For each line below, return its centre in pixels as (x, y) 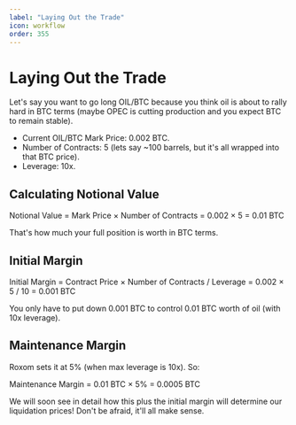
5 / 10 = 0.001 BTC (43, 291)
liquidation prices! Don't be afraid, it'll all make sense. (107, 410)
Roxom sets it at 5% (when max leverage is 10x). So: (105, 367)
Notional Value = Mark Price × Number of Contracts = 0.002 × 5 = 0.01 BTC (147, 216)
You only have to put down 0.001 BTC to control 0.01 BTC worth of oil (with (145, 308)
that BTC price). (51, 157)
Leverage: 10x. (49, 166)
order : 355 (29, 34)
